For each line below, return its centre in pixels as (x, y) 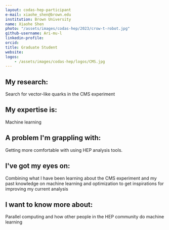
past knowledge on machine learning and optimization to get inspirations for (85, 183)
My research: (27, 82)
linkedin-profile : (25, 38)
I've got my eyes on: (38, 166)
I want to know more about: (49, 205)
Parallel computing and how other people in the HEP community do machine (85, 217)
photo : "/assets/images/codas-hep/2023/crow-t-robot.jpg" (68, 29)
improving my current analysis (37, 189)
